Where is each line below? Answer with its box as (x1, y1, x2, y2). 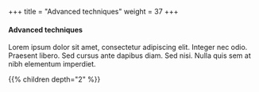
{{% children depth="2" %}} (8, 75, 101, 84)
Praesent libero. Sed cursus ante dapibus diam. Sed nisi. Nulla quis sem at (8, 51, 252, 60)
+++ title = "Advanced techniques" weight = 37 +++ (8, 7, 179, 16)
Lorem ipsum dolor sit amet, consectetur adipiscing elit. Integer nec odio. (8, 43, 248, 52)
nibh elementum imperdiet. (8, 59, 97, 69)
